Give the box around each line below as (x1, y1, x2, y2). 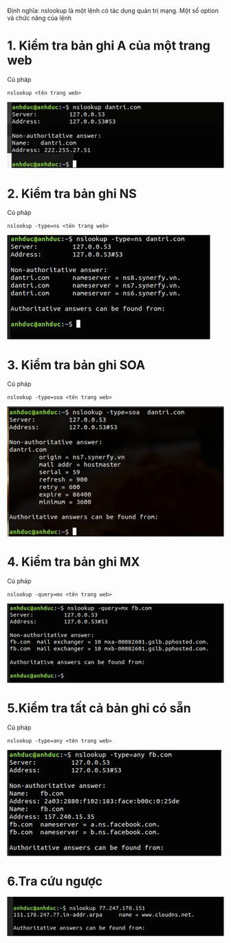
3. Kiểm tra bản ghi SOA (7, 357, 146, 373)
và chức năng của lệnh (7, 14, 72, 22)
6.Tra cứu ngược (7, 873, 103, 889)
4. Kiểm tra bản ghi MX (7, 555, 140, 570)
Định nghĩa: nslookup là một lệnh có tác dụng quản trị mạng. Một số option (7, 7, 219, 14)
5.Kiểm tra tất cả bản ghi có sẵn (7, 701, 191, 716)
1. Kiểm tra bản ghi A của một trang (7, 38, 211, 54)
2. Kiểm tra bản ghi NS (7, 186, 137, 201)
